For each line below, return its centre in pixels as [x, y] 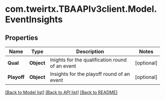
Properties [22, 38]
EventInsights [34, 19]
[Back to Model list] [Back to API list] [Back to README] [61, 92]
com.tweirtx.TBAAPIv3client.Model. [81, 9]
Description [90, 51]
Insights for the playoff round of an [90, 74]
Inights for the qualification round [88, 60]
